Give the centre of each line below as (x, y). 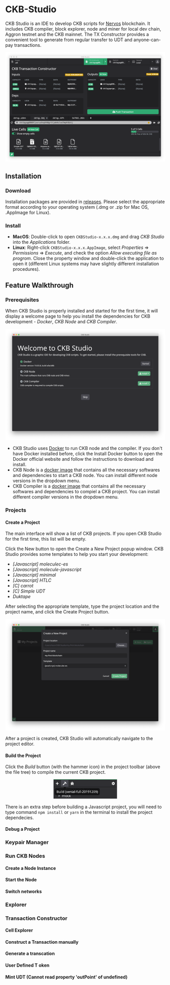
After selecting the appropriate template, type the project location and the (82, 606)
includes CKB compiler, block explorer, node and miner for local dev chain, (83, 29)
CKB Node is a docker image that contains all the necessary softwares (86, 470)
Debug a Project (23, 829)
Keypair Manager (27, 842)
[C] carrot (23, 586)
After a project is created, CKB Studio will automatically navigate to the (79, 739)
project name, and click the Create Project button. (57, 612)
